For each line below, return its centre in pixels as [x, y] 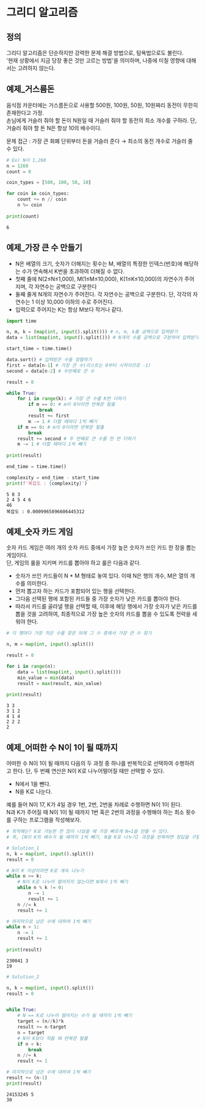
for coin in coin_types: [38, 194]
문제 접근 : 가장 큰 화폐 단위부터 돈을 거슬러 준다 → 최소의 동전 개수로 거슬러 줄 [100, 141]
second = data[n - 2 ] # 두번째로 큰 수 [50, 371]
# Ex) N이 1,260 [27, 160]
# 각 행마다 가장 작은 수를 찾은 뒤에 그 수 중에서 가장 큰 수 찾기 [79, 633]
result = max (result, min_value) [60, 683]
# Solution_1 [23, 848]
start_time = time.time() [39, 349]
